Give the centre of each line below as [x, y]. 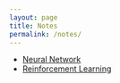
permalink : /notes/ [46, 34]
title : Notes [34, 26]
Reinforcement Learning [67, 69]
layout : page [34, 17]
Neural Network [51, 60]
